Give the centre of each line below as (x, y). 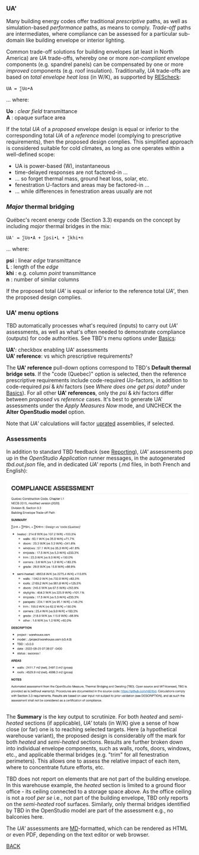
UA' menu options (33, 313)
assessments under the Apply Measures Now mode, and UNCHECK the (94, 405)
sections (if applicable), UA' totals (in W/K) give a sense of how (102, 723)
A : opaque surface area (36, 118)
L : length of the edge (32, 267)
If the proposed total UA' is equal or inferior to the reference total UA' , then (97, 291)
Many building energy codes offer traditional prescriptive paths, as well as (97, 21)
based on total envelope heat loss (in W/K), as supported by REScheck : (94, 77)
